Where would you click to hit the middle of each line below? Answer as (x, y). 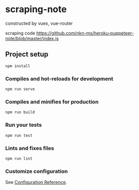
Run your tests (24, 125)
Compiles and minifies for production (52, 102)
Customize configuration (37, 171)
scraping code (20, 33)
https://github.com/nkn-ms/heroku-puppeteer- (85, 33)
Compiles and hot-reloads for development (59, 78)
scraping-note (36, 9)
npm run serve (20, 89)
